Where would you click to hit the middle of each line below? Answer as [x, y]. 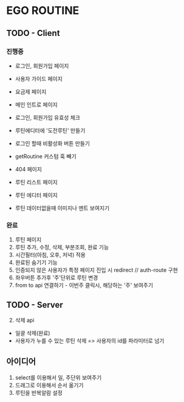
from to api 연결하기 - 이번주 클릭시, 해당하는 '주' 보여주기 [84, 285]
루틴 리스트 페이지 [36, 182]
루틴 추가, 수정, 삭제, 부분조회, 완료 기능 [62, 248]
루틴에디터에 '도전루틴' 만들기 [50, 130]
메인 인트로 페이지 [36, 105]
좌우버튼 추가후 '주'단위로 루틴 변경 [56, 278]
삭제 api [25, 320]
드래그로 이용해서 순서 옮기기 [49, 385]
